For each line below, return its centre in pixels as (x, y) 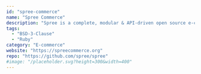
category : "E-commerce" (36, 45)
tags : (13, 28)
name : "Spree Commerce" (36, 17)
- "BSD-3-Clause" (33, 34)
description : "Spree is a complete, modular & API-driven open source (96, 23)
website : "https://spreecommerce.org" (54, 51)
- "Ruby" (22, 39)
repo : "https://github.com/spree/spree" (57, 56)
